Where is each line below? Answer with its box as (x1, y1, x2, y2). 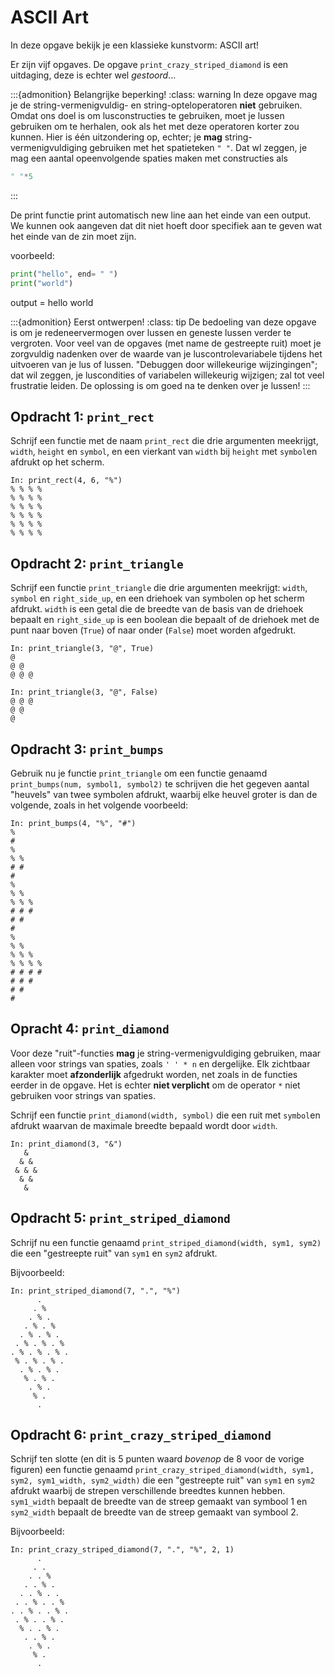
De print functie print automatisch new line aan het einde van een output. (10, 209, 312, 221)
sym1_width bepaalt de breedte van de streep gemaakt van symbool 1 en (10, 1496, 308, 1508)
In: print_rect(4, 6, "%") (10, 476, 123, 486)
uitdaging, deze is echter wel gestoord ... (10, 69, 177, 81)
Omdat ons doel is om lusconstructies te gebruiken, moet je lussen (10, 109, 285, 121)
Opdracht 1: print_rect (10, 408, 155, 425)
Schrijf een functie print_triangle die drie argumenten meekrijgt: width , (10, 582, 308, 594)
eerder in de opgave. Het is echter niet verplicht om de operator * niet (10, 1079, 301, 1091)
